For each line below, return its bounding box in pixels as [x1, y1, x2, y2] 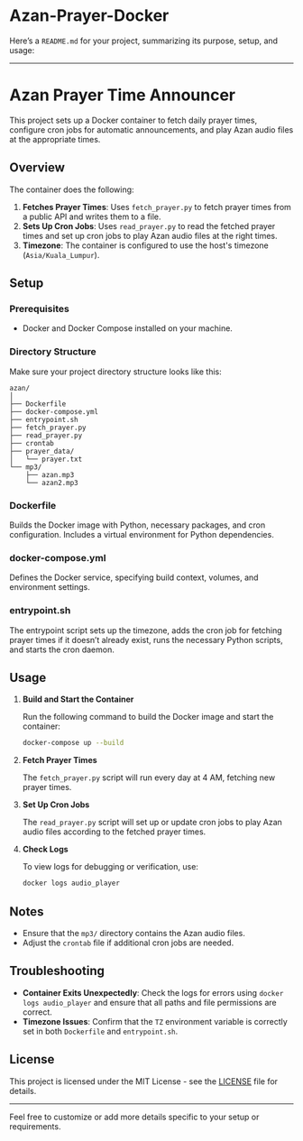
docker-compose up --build [22, 739, 124, 748]
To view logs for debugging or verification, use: [22, 861, 198, 872]
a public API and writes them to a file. [22, 211, 161, 222]
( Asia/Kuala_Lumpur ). [22, 249, 100, 260]
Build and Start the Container [22, 694, 134, 704]
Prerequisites [9, 303, 69, 315]
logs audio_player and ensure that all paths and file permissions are [22, 997, 277, 1008]
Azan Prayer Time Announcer [9, 85, 236, 106]
